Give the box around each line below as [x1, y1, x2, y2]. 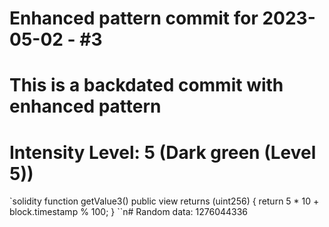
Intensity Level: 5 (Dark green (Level [9, 141, 317, 164]
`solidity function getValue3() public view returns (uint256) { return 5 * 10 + [9, 195, 320, 207]
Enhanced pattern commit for [9, 7, 259, 30]
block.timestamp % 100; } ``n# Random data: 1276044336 [9, 206, 249, 218]
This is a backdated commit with [9, 74, 284, 97]
